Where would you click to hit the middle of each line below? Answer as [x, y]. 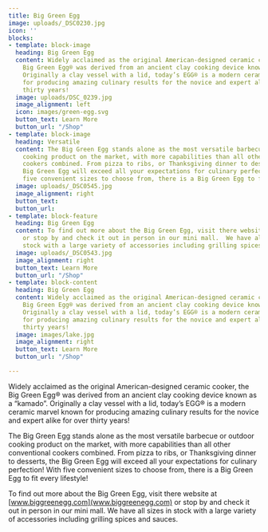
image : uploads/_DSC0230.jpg [57, 23]
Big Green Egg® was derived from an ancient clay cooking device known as [133, 395]
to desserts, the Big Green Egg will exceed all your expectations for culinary [133, 461]
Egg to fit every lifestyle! [48, 478]
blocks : [21, 38]
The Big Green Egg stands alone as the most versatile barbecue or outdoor [132, 435]
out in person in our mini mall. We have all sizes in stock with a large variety [132, 510]
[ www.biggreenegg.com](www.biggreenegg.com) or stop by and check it [129, 502]
